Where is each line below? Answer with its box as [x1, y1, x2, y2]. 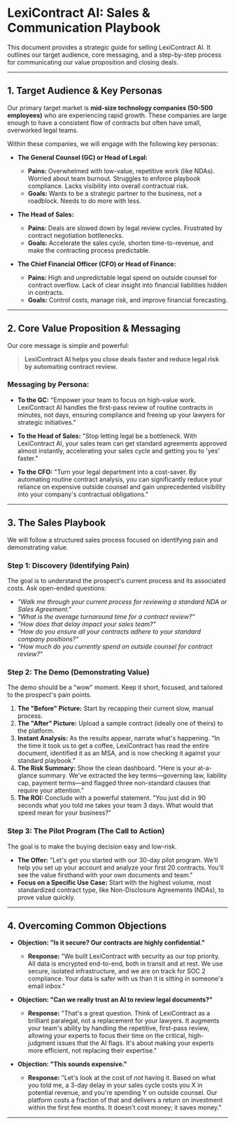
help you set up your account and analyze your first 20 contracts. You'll [17, 863, 224, 872]
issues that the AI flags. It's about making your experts [57, 1039, 215, 1047]
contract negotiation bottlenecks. [27, 231, 124, 239]
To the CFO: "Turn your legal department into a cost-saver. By [17, 467, 197, 476]
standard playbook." [17, 757, 76, 765]
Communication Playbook [7, 20, 161, 36]
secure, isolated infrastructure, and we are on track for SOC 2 [27, 967, 206, 976]
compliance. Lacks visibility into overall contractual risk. [27, 181, 189, 190]
